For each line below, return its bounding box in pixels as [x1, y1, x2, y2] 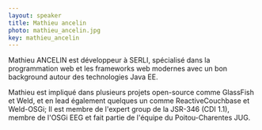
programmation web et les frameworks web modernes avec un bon [8, 64, 228, 74]
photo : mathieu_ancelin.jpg [8, 26, 101, 34]
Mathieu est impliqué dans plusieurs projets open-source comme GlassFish [8, 88, 255, 97]
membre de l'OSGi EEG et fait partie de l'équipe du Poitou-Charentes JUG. [8, 113, 251, 123]
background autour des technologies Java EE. [8, 72, 158, 82]
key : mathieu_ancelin [8, 33, 80, 42]
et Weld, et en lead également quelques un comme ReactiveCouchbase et [8, 96, 250, 105]
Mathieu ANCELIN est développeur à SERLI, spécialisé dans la [8, 55, 211, 65]
